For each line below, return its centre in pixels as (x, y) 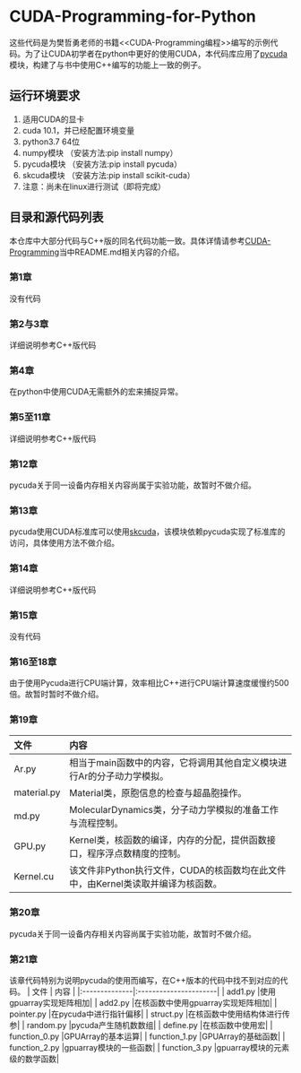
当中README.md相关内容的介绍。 (121, 252)
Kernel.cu (34, 876)
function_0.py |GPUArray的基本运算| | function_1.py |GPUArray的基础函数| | (147, 1036)
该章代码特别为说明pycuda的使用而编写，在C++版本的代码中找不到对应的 (145, 981)
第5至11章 (30, 417)
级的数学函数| (34, 1059)
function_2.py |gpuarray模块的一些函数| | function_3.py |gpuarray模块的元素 (149, 1048)
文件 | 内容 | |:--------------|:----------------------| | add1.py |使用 (154, 991)
